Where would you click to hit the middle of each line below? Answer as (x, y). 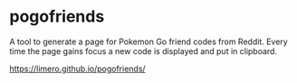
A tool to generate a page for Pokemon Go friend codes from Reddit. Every (148, 41)
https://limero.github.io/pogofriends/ (78, 69)
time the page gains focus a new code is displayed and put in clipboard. (144, 51)
